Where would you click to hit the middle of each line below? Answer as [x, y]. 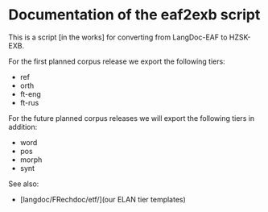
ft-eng [31, 94]
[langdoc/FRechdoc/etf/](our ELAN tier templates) [103, 199]
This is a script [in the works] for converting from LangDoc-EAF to [118, 37]
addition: [23, 127]
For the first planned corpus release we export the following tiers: [117, 61]
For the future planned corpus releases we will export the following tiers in [132, 118]
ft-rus [29, 102]
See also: [24, 184]
